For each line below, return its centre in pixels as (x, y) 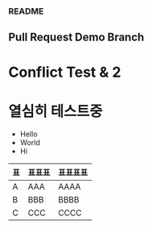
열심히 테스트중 (55, 111)
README (26, 11)
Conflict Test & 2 (65, 72)
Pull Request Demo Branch (76, 37)
